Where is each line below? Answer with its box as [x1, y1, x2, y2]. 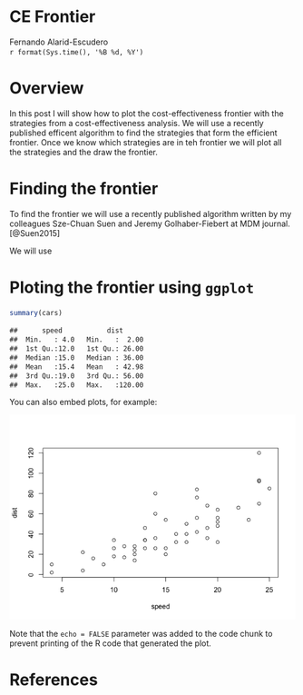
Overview [9, 78, 84, 99]
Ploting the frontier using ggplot [9, 277, 255, 297]
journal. [261, 218, 290, 229]
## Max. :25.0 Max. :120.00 [9, 380, 144, 390]
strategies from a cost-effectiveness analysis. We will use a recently [9, 117, 265, 128]
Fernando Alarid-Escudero [9, 36, 109, 47]
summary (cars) [9, 308, 64, 317]
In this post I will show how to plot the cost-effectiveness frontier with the [9, 107, 284, 119]
